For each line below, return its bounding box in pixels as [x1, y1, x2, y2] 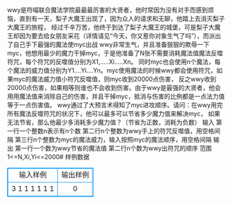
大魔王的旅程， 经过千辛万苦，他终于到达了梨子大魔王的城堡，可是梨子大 [7, 23, 215, 32]
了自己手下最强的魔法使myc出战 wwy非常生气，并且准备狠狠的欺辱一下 [7, 40, 210, 49]
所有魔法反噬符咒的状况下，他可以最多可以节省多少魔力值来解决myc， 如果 [7, 109, 221, 118]
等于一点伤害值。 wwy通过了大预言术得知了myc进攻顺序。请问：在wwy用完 [7, 101, 223, 109]
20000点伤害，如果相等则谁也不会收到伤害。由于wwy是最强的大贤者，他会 [7, 84, 221, 92]
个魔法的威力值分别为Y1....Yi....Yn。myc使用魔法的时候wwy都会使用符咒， [7, 66, 217, 75]
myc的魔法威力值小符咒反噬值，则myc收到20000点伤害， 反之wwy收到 [12, 75, 216, 84]
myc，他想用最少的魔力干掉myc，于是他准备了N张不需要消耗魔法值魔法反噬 [7, 49, 223, 57]
